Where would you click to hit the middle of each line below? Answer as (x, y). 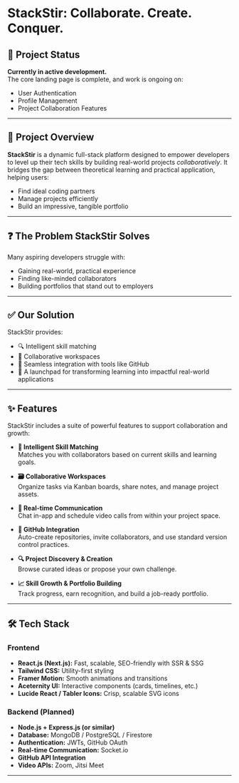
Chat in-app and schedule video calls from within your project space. (119, 516)
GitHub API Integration (52, 758)
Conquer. (36, 28)
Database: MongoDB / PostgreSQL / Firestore (85, 735)
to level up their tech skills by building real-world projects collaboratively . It (117, 162)
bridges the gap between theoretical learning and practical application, (111, 170)
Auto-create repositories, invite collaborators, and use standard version (122, 537)
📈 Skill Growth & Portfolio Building (70, 583)
